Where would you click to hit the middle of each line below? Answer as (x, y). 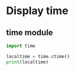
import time (21, 46)
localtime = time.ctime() (38, 56)
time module (30, 33)
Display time (37, 11)
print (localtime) (27, 62)
